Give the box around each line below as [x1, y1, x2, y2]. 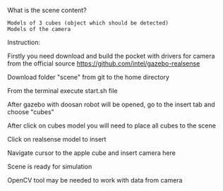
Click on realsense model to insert [7, 135, 107, 143]
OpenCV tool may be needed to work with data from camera [7, 176, 183, 184]
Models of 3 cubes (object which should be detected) [7, 20, 169, 27]
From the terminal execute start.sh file [7, 87, 118, 94]
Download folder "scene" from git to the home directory [7, 73, 169, 81]
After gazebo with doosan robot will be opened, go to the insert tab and [7, 100, 215, 109]
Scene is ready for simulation [7, 162, 92, 171]
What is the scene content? [7, 6, 87, 14]
